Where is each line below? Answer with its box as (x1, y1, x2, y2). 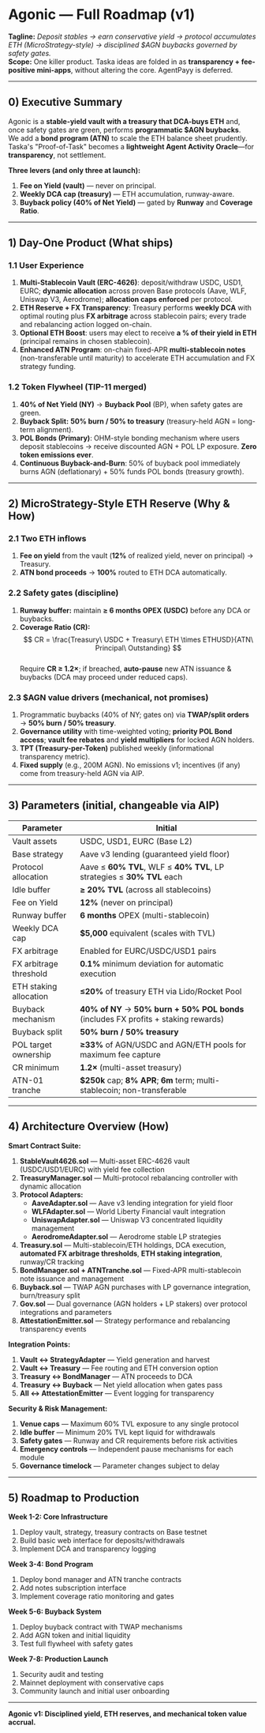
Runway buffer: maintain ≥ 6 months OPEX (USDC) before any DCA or (19, 605, 251, 615)
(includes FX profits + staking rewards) (80, 1013, 225, 1024)
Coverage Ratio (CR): (19, 622, 91, 631)
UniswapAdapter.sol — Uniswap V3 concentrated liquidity (31, 1215, 223, 1224)
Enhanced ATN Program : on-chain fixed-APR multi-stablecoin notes (19, 345, 246, 355)
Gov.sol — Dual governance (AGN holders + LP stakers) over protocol (19, 1298, 248, 1309)
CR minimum (12, 1061, 59, 1072)
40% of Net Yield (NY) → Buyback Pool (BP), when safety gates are (19, 399, 243, 409)
